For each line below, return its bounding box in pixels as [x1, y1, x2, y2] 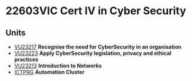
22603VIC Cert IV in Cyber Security [5, 4, 187, 18]
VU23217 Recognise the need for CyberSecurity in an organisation [14, 43, 182, 50]
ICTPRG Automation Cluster [14, 69, 85, 75]
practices [14, 56, 39, 63]
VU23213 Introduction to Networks [14, 62, 102, 69]
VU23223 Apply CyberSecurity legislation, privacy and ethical [14, 50, 172, 57]
